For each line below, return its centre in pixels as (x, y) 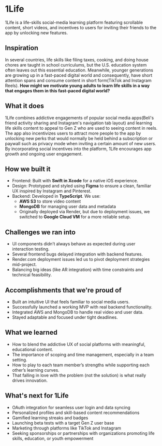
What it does (25, 106)
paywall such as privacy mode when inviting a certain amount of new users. (81, 143)
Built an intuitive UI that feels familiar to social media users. (71, 302)
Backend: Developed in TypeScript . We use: (56, 196)
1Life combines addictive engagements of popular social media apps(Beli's (79, 118)
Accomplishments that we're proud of (63, 290)
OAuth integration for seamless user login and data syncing (71, 407)
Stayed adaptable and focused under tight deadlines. (65, 317)
